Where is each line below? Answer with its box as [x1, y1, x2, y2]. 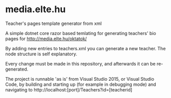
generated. [5, 66, 29, 72]
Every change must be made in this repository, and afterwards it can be [5, 60, 156, 67]
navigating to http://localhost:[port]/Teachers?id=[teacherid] [5, 86, 133, 92]
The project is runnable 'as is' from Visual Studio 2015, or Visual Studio [5, 76, 155, 82]
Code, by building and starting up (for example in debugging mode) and [5, 81, 157, 87]
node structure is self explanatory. [5, 51, 78, 57]
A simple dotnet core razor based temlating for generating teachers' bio [5, 30, 157, 36]
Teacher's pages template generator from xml [5, 20, 102, 26]
